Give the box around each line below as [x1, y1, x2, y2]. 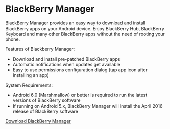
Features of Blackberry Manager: [5, 46, 75, 52]
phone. [5, 36, 20, 42]
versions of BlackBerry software [12, 97, 81, 104]
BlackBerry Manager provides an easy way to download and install [5, 20, 145, 26]
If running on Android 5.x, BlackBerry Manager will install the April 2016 [12, 102, 163, 109]
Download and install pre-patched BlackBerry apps [12, 56, 120, 62]
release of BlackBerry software [12, 108, 78, 114]
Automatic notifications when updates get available [12, 61, 121, 67]
